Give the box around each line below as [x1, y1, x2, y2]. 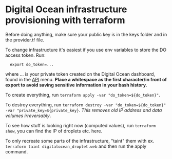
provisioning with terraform [5, 14, 125, 26]
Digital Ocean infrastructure [5, 4, 127, 15]
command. [5, 148, 28, 154]
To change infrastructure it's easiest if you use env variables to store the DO [5, 47, 167, 53]
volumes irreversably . [5, 112, 51, 119]
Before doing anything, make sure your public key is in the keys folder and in [5, 31, 167, 37]
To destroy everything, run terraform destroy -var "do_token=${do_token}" [5, 101, 166, 108]
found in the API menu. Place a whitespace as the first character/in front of [5, 76, 167, 82]
